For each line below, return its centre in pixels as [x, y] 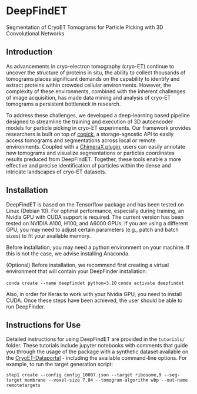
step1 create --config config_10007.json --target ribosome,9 [84, 375]
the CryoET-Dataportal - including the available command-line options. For [96, 358]
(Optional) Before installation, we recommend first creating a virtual [88, 265]
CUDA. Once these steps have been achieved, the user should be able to [94, 300]
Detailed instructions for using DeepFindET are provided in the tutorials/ [96, 339]
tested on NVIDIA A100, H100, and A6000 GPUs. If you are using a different [97, 223]
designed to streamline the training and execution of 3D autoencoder [90, 122]
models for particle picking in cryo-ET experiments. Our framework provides [98, 127]
